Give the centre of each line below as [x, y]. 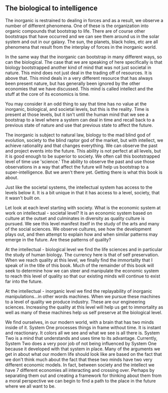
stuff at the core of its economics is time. [47, 94]
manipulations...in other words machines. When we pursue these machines [83, 296]
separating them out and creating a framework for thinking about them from [83, 375]
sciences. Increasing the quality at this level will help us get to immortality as [84, 307]
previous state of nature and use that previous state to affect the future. [79, 125]
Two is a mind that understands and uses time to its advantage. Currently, [81, 338]
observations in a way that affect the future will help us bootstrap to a [77, 167]
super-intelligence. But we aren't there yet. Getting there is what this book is [84, 172]
